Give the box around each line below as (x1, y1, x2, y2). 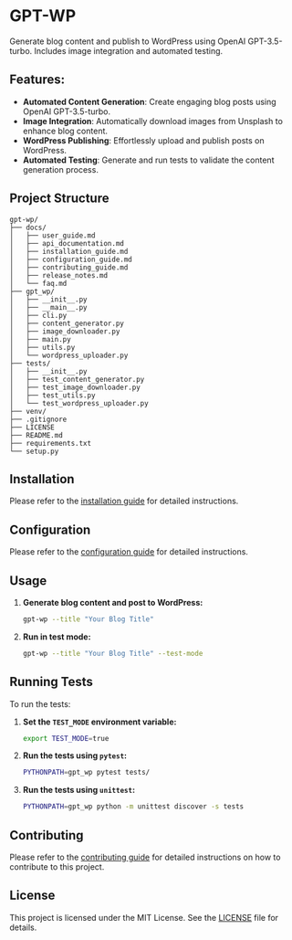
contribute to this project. (9, 861, 105, 872)
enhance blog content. (22, 125, 108, 136)
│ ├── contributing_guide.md (9, 262, 129, 272)
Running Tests (9, 674, 93, 690)
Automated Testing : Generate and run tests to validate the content (22, 154, 275, 165)
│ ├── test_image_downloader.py (9, 383, 141, 392)
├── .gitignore (9, 415, 68, 424)
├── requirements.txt (9, 438, 92, 448)
